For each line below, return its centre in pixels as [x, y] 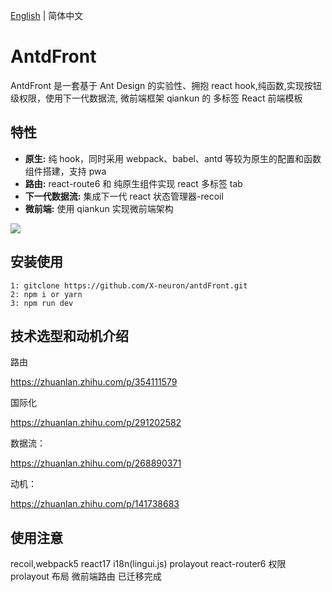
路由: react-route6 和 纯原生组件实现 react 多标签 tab [133, 183]
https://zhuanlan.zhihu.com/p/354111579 [94, 382]
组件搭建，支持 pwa [65, 171]
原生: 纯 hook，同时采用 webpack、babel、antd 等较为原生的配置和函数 [173, 158]
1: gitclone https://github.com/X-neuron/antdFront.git [129, 285]
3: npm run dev [42, 303]
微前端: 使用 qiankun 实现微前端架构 [99, 208]
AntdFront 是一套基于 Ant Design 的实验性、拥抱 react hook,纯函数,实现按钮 [166, 85]
